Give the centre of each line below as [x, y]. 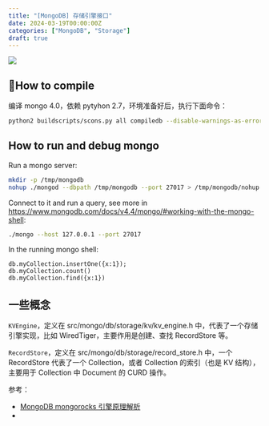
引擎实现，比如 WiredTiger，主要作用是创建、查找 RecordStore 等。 [120, 336]
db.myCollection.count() [50, 271]
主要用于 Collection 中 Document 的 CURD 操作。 [89, 372]
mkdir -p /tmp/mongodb [46, 180]
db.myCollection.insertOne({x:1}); [68, 264]
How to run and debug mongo [84, 146]
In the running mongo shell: [53, 250]
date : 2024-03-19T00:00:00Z [55, 23]
